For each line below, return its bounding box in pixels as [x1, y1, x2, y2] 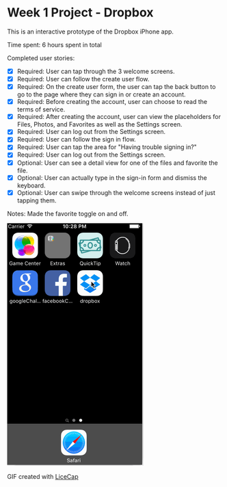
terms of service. [16, 105, 66, 114]
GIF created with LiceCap [7, 472, 79, 480]
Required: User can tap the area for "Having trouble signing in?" [16, 143, 197, 151]
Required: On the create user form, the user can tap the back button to [16, 83, 216, 91]
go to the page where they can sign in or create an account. [16, 90, 186, 98]
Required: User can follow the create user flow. [16, 75, 150, 83]
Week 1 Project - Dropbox [7, 5, 154, 21]
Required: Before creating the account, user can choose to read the [16, 98, 207, 106]
